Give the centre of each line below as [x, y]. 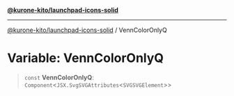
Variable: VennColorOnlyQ [86, 58]
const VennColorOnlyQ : [59, 77]
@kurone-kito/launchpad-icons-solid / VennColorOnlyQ [87, 30]
